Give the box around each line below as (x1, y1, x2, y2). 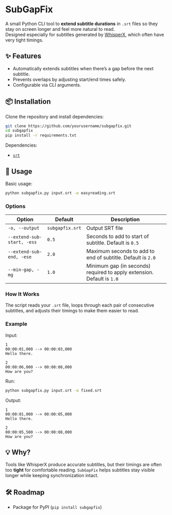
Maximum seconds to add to (86, 248, 155, 255)
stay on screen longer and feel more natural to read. (5, 26, 115, 32)
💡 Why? (5, 448, 31, 457)
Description (111, 216, 140, 223)
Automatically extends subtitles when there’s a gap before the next (12, 65, 154, 71)
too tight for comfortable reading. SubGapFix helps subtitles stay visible (5, 467, 155, 473)
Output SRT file (86, 225, 123, 232)
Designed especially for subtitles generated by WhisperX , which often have (5, 31, 164, 37)
